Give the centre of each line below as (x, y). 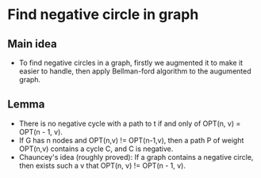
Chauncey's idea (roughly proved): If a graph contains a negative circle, (136, 157)
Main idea (32, 44)
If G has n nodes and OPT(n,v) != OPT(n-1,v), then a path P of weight (131, 140)
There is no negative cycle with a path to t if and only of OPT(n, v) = (130, 123)
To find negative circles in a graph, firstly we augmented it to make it (131, 62)
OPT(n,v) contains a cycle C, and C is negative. (96, 149)
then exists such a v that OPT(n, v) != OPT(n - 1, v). (102, 165)
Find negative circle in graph (103, 15)
